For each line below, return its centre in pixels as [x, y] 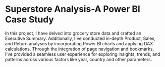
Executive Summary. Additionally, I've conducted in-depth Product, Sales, [81, 38]
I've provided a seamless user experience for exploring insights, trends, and [82, 54]
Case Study [29, 19]
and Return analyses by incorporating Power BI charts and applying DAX [79, 43]
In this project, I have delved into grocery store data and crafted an [73, 33]
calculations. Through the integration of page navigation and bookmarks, [80, 49]
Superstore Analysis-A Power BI [73, 9]
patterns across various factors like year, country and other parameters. [79, 59]
